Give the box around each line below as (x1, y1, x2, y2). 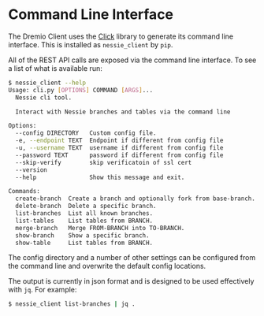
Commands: (8, 188, 41, 195)
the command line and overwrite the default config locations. (8, 262, 206, 271)
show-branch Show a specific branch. (15, 231, 150, 240)
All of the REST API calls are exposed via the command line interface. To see (8, 55, 257, 65)
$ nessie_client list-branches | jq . (8, 300, 136, 308)
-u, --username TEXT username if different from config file (15, 144, 224, 152)
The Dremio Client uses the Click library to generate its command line (8, 32, 234, 41)
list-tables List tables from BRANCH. (15, 217, 154, 225)
